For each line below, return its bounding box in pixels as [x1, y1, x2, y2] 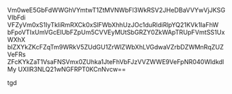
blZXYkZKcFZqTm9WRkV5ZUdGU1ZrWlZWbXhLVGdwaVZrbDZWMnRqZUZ [7, 43, 224, 51]
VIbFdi [7, 13, 26, 22]
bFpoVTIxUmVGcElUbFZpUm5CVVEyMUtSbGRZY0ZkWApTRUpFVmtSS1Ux [7, 28, 225, 36]
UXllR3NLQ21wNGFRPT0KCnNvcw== [17, 65, 126, 73]
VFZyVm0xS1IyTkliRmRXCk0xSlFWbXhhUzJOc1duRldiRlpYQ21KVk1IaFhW [7, 21, 219, 29]
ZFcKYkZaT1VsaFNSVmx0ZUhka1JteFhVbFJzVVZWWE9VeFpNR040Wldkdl [7, 58, 225, 65]
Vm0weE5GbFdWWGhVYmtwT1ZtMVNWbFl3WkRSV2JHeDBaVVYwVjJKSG [7, 6, 226, 14]
